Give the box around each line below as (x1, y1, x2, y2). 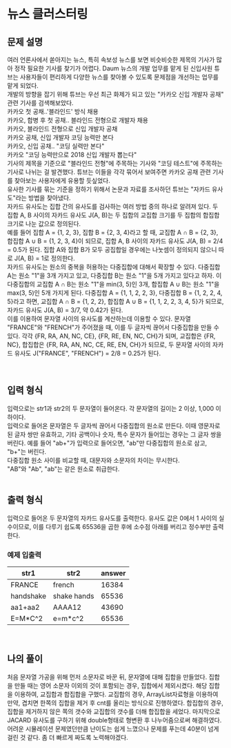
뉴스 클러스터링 (7, 6, 88, 22)
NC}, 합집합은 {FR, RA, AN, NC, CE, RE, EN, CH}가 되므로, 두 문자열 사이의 (7, 341, 211, 349)
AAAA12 (52, 602, 81, 612)
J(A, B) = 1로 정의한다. (14, 254, 76, 262)
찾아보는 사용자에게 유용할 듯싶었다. (14, 177, 110, 184)
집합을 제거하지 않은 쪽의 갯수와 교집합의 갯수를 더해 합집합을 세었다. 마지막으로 (7, 707, 221, 716)
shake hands (52, 591, 94, 601)
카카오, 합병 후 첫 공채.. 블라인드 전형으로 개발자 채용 (7, 116, 148, 124)
